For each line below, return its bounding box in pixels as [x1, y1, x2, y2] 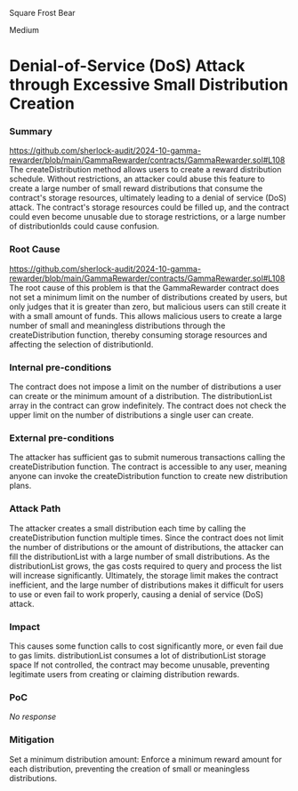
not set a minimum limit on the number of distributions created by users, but [9, 292, 287, 302]
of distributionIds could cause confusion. [9, 221, 160, 232]
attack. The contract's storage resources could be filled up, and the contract [9, 202, 289, 212]
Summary [9, 125, 53, 138]
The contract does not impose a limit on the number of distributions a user [9, 381, 282, 392]
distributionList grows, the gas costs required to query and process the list [9, 560, 282, 571]
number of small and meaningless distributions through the [9, 320, 226, 331]
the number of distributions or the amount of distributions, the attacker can [9, 541, 284, 552]
